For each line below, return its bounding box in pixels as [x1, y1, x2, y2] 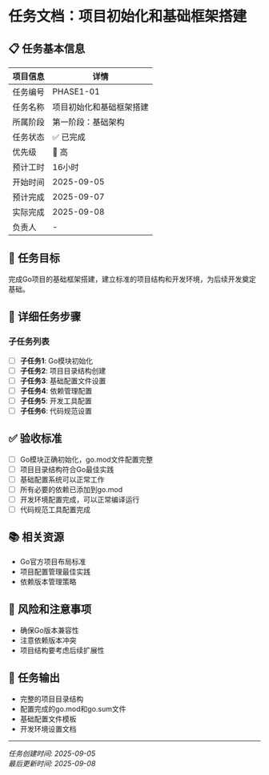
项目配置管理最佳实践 [19, 567, 90, 576]
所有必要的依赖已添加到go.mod [19, 484, 123, 494]
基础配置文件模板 [19, 714, 77, 724]
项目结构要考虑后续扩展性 [19, 645, 105, 655]
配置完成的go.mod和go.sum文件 [19, 704, 126, 713]
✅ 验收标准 [8, 432, 62, 446]
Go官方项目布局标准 [19, 556, 86, 566]
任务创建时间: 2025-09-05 [8, 749, 96, 758]
